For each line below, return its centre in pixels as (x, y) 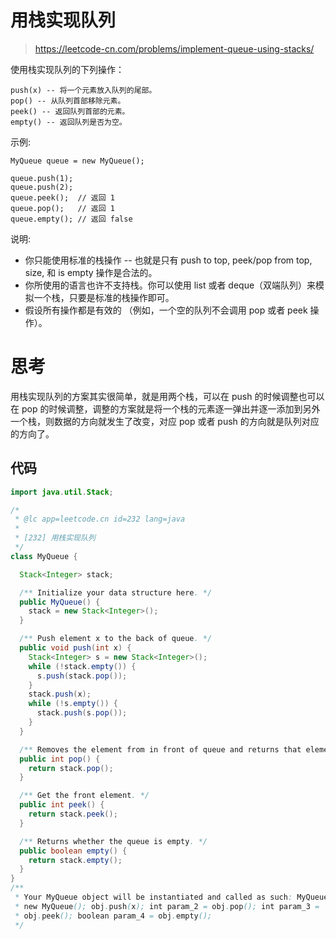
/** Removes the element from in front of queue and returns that (160, 749)
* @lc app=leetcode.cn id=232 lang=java (100, 519)
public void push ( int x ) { (75, 648)
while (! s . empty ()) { (73, 704)
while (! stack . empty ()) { (82, 666)
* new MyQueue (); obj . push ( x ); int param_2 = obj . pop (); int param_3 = (167, 906)
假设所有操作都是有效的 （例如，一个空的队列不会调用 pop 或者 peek (166, 310)
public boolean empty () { (73, 851)
